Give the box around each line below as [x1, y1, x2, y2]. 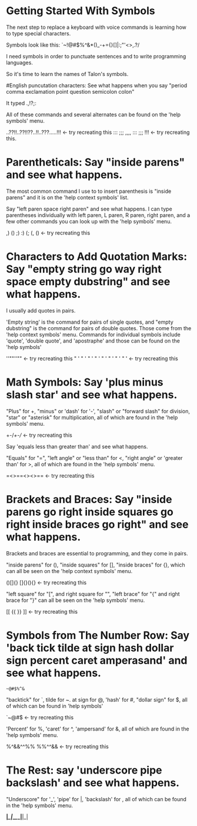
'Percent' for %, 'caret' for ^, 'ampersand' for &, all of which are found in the [6, 725, 189, 732]
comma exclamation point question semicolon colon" [6, 88, 135, 95]
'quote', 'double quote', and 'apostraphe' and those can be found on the [6, 337, 181, 344]
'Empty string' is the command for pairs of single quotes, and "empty [6, 318, 173, 325]
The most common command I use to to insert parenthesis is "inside [6, 187, 172, 195]
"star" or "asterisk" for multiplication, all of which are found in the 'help [6, 414, 178, 421]
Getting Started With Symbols [6, 4, 155, 18]
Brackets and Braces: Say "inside [6, 492, 172, 506]
